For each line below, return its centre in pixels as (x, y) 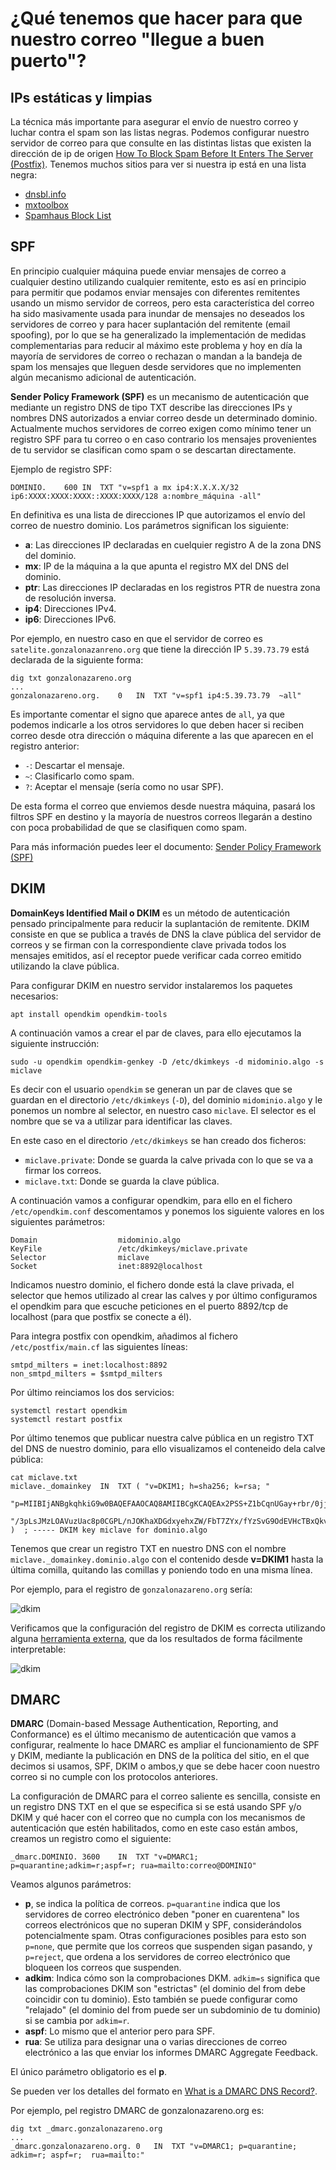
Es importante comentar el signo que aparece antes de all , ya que (147, 714)
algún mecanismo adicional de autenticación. (103, 377)
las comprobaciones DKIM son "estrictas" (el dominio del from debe (165, 1989)
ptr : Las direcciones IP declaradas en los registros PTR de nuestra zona (172, 587)
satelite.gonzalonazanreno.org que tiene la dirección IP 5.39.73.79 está (160, 649)
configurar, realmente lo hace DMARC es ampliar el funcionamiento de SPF (165, 1745)
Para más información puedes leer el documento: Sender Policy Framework (166, 846)
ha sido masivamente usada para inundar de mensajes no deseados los (157, 313)
